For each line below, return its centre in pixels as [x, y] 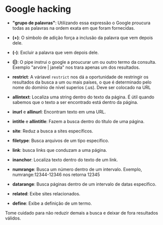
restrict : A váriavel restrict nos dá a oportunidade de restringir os [80, 77]
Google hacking [38, 9]
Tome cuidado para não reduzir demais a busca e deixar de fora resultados [81, 213]
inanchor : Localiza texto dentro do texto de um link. [65, 160]
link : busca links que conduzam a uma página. [60, 150]
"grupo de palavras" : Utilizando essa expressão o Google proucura [81, 23]
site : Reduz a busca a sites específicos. [53, 131]
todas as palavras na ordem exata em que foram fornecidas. [73, 28]
